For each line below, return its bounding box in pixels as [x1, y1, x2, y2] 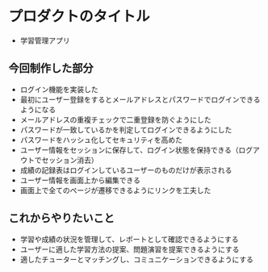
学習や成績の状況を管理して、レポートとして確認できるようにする [19, 234, 240, 244]
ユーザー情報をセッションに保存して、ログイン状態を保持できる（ [19, 144, 240, 154]
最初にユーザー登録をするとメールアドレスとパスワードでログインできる [19, 94, 261, 104]
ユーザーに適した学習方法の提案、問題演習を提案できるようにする [19, 244, 240, 254]
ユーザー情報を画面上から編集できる [19, 175, 141, 185]
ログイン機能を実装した [19, 84, 98, 94]
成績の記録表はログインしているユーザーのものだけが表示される [19, 165, 232, 174]
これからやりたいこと [8, 211, 115, 225]
